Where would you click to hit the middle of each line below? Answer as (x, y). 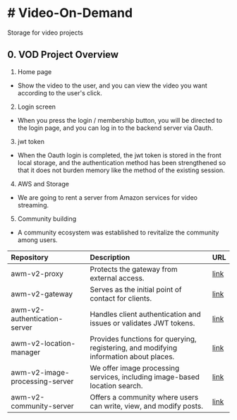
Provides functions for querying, (143, 339)
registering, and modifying (134, 347)
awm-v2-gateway (42, 294)
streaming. (33, 205)
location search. (116, 385)
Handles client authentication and (145, 314)
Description (110, 257)
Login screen (37, 107)
